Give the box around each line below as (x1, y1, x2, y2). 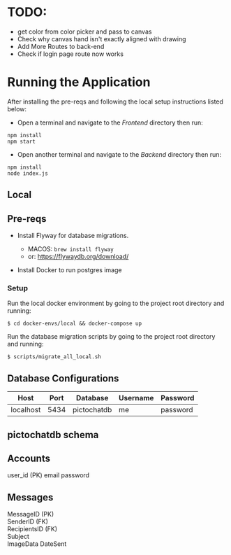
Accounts (7, 452, 51, 464)
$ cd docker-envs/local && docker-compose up (7, 320, 142, 328)
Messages (7, 491, 54, 503)
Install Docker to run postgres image (17, 266, 122, 274)
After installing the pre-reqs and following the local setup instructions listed (7, 97, 223, 106)
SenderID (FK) (7, 517, 49, 526)
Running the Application (7, 74, 151, 90)
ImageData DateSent (7, 540, 67, 548)
